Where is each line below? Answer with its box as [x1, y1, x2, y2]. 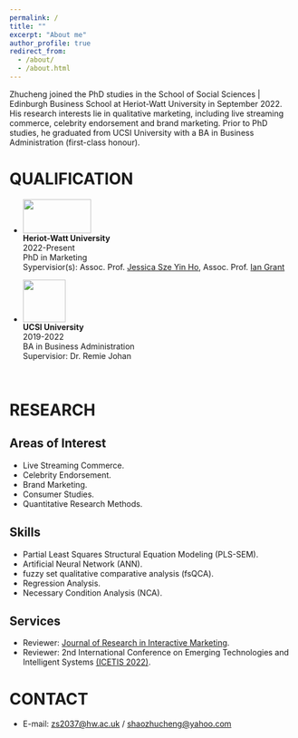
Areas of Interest [9, 436, 107, 452]
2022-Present [22, 242, 75, 253]
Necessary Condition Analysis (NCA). [22, 587, 163, 598]
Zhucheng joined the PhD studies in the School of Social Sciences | [9, 88, 261, 100]
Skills [9, 525, 41, 540]
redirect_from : [9, 47, 67, 56]
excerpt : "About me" [9, 30, 88, 39]
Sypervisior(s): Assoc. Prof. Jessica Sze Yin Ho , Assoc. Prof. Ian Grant [22, 261, 285, 272]
